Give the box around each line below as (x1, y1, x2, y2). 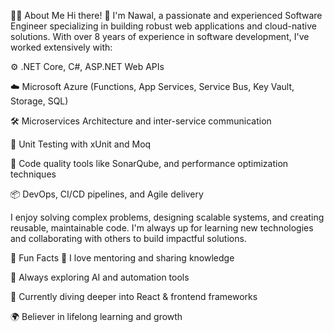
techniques (10, 168, 57, 180)
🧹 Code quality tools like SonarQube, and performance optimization (10, 158, 289, 169)
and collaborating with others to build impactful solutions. (10, 233, 247, 244)
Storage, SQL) (10, 95, 69, 107)
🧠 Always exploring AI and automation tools (10, 271, 190, 283)
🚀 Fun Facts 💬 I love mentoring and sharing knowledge (10, 252, 235, 264)
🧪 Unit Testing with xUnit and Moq (10, 138, 152, 150)
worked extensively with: (10, 41, 113, 53)
